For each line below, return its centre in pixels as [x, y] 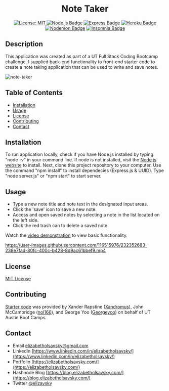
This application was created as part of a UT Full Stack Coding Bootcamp [82, 56]
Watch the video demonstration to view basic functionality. [67, 235]
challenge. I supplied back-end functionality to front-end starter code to [80, 62]
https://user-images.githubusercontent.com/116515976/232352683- [76, 245]
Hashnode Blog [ [30, 372]
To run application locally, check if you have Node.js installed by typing [79, 154]
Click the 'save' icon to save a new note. [55, 209]
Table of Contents [34, 93]
